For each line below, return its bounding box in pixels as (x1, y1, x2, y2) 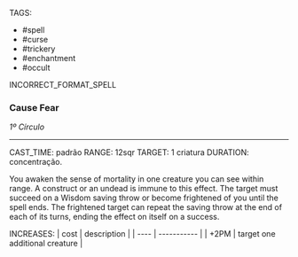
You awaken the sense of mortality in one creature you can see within (9, 174, 264, 184)
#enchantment (21, 53, 76, 63)
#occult (21, 62, 51, 73)
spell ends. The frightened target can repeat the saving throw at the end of (9, 202, 282, 213)
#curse (21, 35, 49, 44)
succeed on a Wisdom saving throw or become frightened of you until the (9, 192, 279, 203)
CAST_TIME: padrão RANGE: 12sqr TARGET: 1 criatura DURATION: (9, 147, 250, 158)
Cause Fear (9, 101, 59, 113)
